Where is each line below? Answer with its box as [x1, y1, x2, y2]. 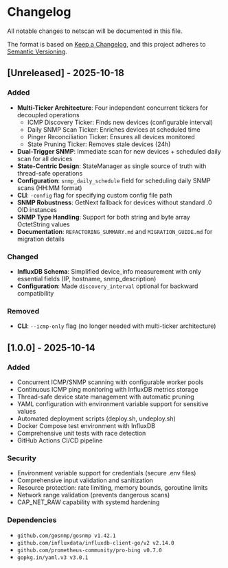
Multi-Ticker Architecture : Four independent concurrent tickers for [16, 104, 208, 112]
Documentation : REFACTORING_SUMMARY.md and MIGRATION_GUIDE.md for [16, 227, 213, 235]
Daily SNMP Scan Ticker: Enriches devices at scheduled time [27, 125, 201, 134]
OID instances [16, 205, 57, 213]
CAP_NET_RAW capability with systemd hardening [16, 498, 160, 506]
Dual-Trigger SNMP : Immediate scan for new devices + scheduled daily [16, 147, 221, 155]
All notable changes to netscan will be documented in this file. [7, 27, 183, 35]
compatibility [16, 289, 54, 297]
